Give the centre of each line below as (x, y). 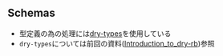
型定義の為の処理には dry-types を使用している (95, 33)
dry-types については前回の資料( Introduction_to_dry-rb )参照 (117, 43)
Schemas (31, 13)
